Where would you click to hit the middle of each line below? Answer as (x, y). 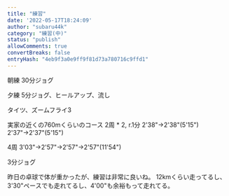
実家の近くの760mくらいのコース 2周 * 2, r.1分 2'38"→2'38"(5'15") (103, 125)
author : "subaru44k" (37, 27)
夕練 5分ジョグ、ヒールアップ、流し (59, 94)
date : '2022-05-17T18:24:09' (50, 20)
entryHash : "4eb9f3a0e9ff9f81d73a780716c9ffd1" (78, 59)
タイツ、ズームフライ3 (40, 110)
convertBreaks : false (39, 53)
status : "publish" (34, 40)
